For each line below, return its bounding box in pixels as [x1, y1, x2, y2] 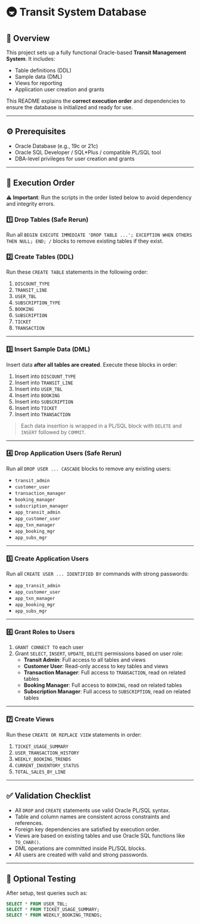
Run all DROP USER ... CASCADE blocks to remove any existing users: [6, 465, 171, 472]
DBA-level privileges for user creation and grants [14, 155, 135, 162]
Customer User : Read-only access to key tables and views [23, 663, 168, 670]
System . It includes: [6, 55, 55, 62]
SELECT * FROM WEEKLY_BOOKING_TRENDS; [6, 912, 102, 919]
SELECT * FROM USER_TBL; [6, 901, 68, 907]
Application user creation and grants [14, 86, 105, 93]
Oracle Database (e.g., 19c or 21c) [14, 142, 98, 150]
